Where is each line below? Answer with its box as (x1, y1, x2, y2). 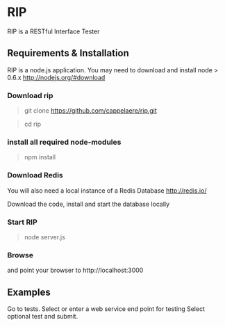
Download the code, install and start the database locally (7, 200, 170, 208)
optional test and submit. (7, 312, 78, 321)
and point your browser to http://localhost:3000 (7, 266, 144, 275)
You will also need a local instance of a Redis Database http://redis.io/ (7, 186, 207, 195)
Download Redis (7, 170, 64, 180)
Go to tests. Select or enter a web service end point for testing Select (7, 305, 205, 313)
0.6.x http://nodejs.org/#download (7, 73, 106, 81)
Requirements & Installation (7, 47, 130, 59)
